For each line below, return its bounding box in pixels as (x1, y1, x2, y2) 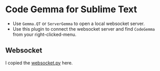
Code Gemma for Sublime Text (5, 4, 138, 15)
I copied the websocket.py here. (5, 60, 73, 66)
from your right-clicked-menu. (12, 31, 76, 37)
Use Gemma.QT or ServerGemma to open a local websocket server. (12, 20, 145, 27)
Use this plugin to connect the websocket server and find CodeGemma (12, 26, 155, 32)
